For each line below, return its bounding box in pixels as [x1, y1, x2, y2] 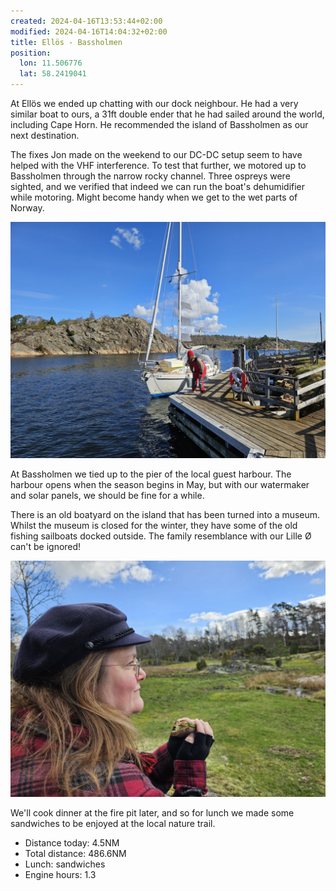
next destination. [10, 130, 80, 141]
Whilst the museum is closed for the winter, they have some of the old [10, 520, 298, 531]
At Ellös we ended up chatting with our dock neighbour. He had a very [10, 98, 299, 109]
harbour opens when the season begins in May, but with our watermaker [10, 479, 310, 490]
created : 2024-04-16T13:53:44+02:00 [10, 16, 163, 26]
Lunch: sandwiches [24, 858, 106, 870]
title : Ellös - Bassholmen [10, 37, 123, 47]
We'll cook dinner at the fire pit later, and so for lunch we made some [10, 807, 295, 819]
